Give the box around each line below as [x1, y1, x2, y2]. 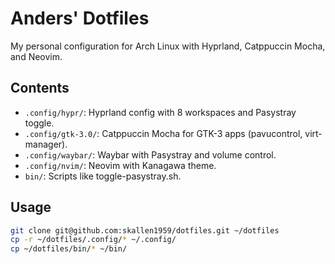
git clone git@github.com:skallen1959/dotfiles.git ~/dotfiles [10, 225, 280, 236]
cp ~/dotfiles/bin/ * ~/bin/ [10, 244, 128, 254]
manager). [24, 138, 68, 150]
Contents [10, 80, 70, 97]
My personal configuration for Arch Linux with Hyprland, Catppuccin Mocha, [10, 40, 326, 52]
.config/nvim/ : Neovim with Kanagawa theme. [24, 159, 217, 171]
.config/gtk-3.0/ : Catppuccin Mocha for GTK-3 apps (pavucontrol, [24, 127, 303, 139]
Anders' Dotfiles [10, 7, 150, 30]
